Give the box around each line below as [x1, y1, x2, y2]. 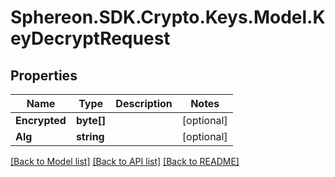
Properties [10, 67, 78, 84]
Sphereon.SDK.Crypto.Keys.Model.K [10, 6, 326, 29]
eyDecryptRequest [10, 27, 171, 50]
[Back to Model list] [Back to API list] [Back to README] [10, 156, 240, 167]
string [75, 130, 105, 143]
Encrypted [15, 114, 67, 127]
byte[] [75, 114, 107, 127]
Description [115, 97, 173, 110]
